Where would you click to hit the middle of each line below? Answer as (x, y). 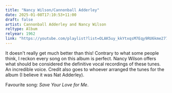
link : (11, 39)
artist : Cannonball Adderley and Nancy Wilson (56, 24)
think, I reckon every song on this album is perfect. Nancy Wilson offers (81, 58)
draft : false (19, 19)
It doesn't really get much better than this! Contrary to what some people (82, 53)
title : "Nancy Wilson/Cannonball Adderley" (52, 10)
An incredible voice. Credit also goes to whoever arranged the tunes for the (85, 69)
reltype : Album (21, 29)
